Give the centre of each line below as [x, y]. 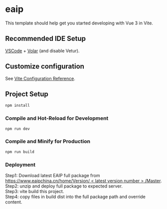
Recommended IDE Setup [46, 39]
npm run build [20, 152]
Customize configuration [45, 67]
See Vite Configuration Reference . [40, 78]
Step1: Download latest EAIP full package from [53, 175]
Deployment [20, 165]
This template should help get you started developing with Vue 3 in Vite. [79, 23]
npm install [17, 106]
